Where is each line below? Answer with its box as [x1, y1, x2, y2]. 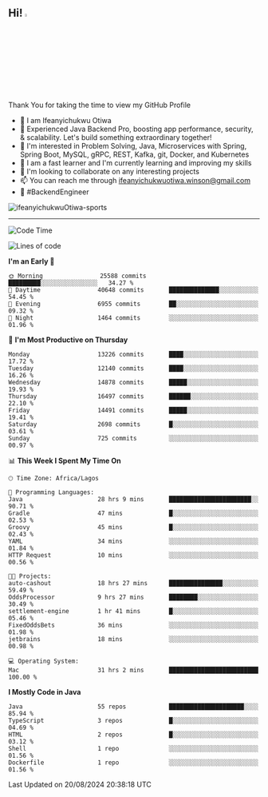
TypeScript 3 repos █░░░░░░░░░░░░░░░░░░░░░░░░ [8, 716, 259, 724]
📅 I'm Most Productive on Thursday [8, 335, 128, 345]
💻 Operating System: [8, 657, 80, 665]
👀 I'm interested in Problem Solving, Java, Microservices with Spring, [19, 141, 247, 150]
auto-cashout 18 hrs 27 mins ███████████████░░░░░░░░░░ [8, 579, 259, 587]
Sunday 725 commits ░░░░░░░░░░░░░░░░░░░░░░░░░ [8, 434, 259, 442]
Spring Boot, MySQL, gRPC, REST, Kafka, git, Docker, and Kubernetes [19, 149, 250, 159]
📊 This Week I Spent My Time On [8, 456, 121, 465]
